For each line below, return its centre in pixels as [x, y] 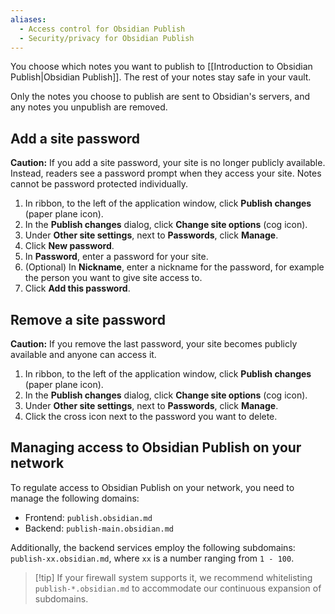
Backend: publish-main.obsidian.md [99, 528]
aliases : [28, 19]
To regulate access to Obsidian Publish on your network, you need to [152, 487]
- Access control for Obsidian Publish [102, 29]
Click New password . [69, 246]
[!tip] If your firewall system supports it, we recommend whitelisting [173, 577]
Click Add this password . [77, 288]
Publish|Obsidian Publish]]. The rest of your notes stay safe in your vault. [161, 77]
